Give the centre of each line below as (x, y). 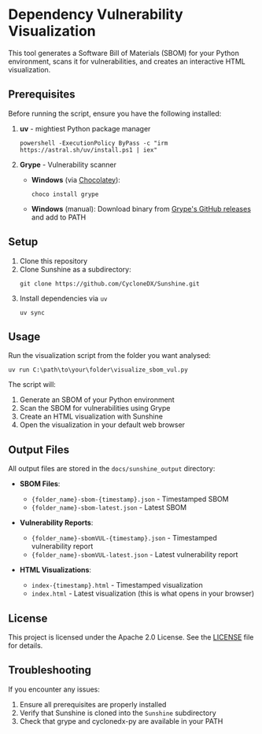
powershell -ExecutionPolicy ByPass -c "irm (94, 143)
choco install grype (65, 194)
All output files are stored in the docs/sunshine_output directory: (112, 469)
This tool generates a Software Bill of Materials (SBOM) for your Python (124, 53)
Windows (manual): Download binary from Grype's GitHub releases (141, 208)
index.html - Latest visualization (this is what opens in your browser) (142, 594)
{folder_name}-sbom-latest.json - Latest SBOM (109, 507)
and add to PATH (59, 217)
